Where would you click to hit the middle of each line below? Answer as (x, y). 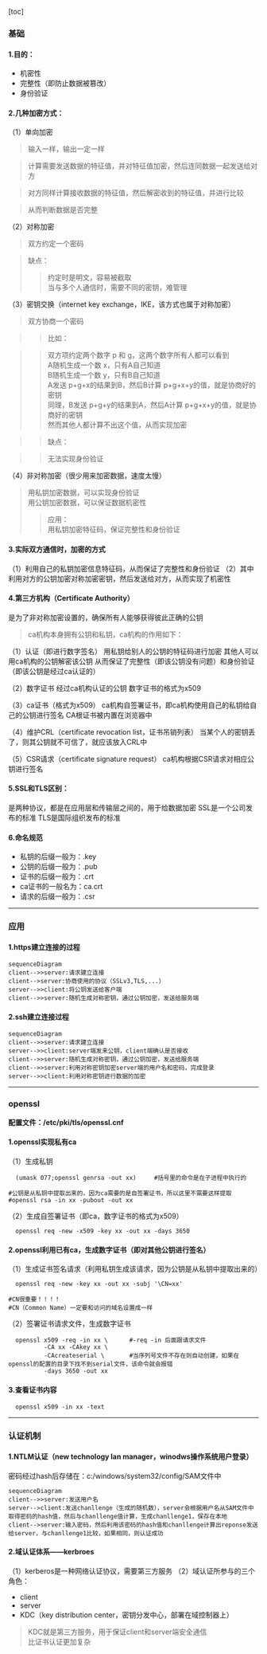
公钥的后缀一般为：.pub (58, 867)
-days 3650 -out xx (76, 1371)
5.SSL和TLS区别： (39, 789)
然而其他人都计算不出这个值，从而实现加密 (117, 425)
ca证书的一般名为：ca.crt (61, 887)
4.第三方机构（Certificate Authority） (71, 598)
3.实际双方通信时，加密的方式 (57, 549)
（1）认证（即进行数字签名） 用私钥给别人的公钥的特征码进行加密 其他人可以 (133, 651)
